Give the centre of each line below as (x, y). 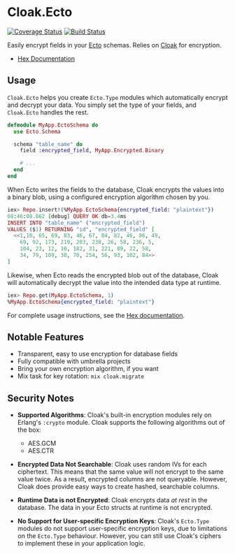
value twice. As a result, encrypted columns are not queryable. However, (122, 479)
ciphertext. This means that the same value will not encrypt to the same (120, 472)
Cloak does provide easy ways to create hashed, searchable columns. (119, 487)
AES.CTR (41, 451)
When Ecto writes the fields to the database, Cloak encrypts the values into (116, 189)
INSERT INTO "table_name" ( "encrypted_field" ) (76, 223)
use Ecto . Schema (37, 131)
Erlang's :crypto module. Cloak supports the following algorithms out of (121, 423)
